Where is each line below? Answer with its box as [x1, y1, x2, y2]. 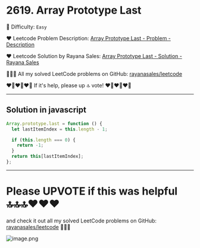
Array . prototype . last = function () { [6, 120, 102, 126]
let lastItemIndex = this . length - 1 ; [11, 126, 108, 132]
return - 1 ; [17, 142, 44, 148]
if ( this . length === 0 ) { [11, 137, 76, 143]
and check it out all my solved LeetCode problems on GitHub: [6, 217, 157, 224]
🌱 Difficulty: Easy [6, 23, 48, 30]
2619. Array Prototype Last [6, 4, 142, 17]
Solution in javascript [6, 105, 86, 115]
